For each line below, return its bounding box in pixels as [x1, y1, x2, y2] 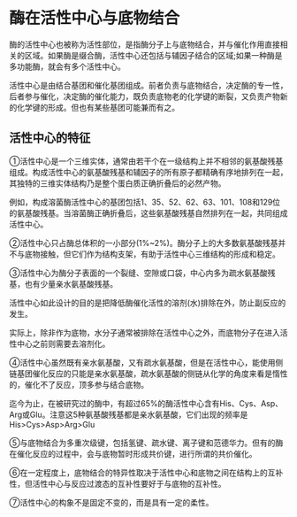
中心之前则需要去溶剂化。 [16, 338, 110, 349]
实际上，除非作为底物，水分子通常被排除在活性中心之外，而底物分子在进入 [9, 327, 280, 337]
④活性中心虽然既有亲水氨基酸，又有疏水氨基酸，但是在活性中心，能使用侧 [9, 357, 284, 367]
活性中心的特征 [9, 130, 91, 146]
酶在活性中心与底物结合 [9, 8, 180, 28]
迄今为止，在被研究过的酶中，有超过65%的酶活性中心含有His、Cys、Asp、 [9, 397, 284, 408]
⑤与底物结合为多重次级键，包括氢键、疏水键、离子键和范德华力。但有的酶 [9, 437, 284, 448]
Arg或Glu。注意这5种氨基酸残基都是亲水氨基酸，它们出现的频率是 [9, 409, 248, 420]
